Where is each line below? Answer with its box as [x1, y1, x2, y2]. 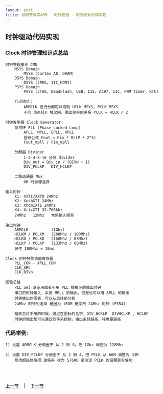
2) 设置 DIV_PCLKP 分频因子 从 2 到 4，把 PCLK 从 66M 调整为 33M [5, 352, 139, 358]
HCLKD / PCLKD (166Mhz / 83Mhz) [14, 237, 88, 242]
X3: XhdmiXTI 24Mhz [14, 203, 56, 208]
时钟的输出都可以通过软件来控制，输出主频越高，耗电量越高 [14, 317, 121, 322]
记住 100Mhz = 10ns [14, 246, 55, 251]
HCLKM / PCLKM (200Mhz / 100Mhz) [14, 232, 90, 237]
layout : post [5, 7, 33, 13]
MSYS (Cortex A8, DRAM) [24, 71, 74, 76]
